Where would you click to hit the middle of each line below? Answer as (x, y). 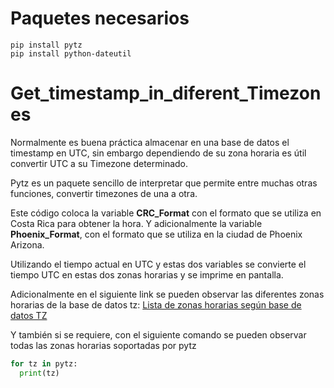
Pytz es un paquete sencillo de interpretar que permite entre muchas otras (164, 183)
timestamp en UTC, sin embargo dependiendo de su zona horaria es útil (158, 153)
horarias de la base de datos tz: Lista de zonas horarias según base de (156, 304)
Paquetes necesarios (100, 18)
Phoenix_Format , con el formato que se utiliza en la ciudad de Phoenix (156, 234)
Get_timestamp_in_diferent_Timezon (166, 93)
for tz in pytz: (44, 363)
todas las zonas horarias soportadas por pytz (103, 345)
